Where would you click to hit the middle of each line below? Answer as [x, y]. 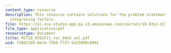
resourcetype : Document [31, 33]
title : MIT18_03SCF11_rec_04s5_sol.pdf [48, 38]
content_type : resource [31, 10]
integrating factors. [33, 19]
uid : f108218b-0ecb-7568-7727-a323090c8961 [52, 43]
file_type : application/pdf [35, 29]
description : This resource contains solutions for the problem [75, 15]
